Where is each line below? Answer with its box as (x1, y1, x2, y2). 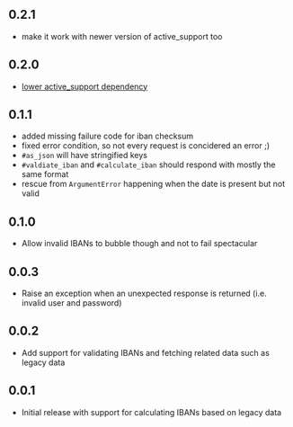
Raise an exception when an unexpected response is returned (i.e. (21, 288, 267, 299)
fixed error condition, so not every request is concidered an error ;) (21, 140, 271, 151)
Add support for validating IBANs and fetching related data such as (21, 347, 271, 358)
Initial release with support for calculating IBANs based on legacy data (21, 406, 282, 417)
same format (21, 169, 69, 180)
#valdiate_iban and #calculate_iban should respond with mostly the (21, 159, 276, 170)
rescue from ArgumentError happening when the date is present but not (21, 179, 285, 190)
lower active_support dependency (21, 81, 148, 92)
